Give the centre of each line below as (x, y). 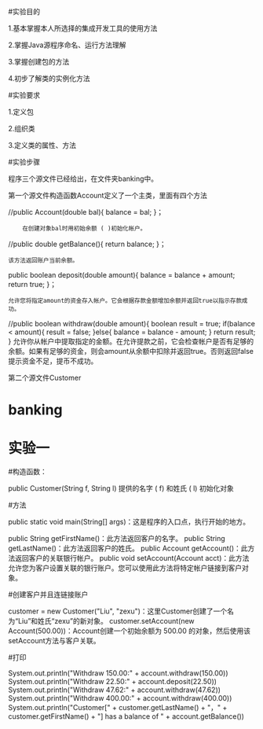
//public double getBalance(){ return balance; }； (87, 244)
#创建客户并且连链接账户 (48, 595)
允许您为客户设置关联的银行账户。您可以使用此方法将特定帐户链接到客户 (125, 568)
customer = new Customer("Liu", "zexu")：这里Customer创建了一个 (118, 611)
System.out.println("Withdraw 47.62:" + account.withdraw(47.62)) (115, 690)
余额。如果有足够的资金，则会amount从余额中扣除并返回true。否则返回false (131, 351)
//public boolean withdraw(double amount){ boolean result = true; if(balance (131, 324)
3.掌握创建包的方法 (39, 62)
